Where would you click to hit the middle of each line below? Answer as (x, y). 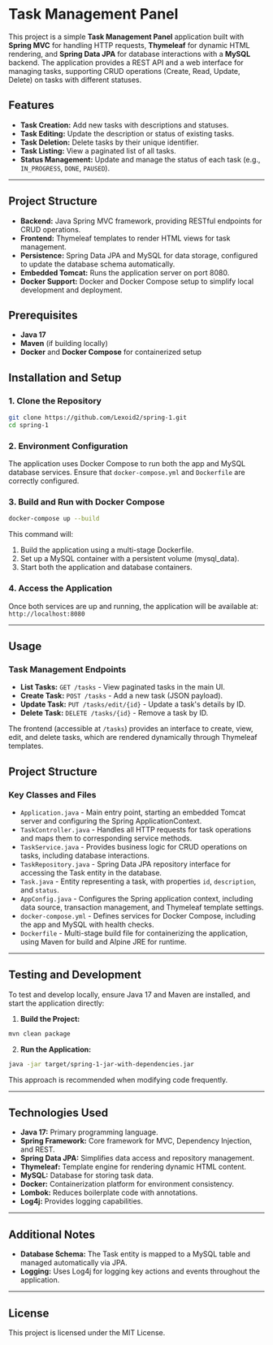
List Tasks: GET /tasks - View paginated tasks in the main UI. (123, 687)
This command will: (41, 534)
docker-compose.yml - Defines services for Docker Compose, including (138, 915)
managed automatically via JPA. (74, 1263)
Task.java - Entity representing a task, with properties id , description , (138, 881)
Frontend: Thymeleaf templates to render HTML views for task (125, 238)
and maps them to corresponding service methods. (106, 838)
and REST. (37, 1149)
